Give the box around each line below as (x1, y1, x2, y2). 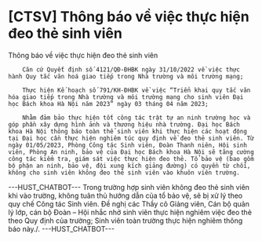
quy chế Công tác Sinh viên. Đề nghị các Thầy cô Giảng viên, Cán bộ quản (8, 199, 249, 208)
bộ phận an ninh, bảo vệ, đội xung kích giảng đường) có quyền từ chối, (8, 162, 251, 170)
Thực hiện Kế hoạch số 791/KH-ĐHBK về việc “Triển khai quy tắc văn (22, 86, 251, 94)
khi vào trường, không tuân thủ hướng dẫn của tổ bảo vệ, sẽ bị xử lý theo (8, 191, 243, 200)
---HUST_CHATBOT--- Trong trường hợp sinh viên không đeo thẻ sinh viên (8, 182, 249, 192)
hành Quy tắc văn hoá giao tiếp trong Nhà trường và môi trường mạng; (8, 72, 244, 80)
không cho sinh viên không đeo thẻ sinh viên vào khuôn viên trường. (8, 169, 241, 177)
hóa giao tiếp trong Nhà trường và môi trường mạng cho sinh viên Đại (8, 93, 244, 101)
